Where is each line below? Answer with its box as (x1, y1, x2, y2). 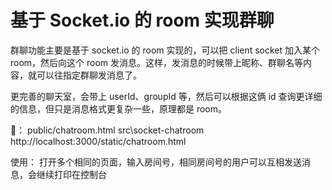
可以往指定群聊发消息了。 (36, 69, 142, 81)
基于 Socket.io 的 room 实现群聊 (10, 9, 275, 32)
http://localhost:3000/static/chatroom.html (10, 135, 187, 147)
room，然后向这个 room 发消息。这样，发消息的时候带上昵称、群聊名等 (10, 56, 304, 68)
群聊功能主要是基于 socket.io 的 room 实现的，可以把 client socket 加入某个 (10, 44, 321, 56)
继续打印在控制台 (36, 168, 107, 180)
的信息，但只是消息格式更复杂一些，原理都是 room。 (10, 102, 228, 115)
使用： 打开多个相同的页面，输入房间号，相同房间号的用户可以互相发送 (10, 156, 302, 168)
